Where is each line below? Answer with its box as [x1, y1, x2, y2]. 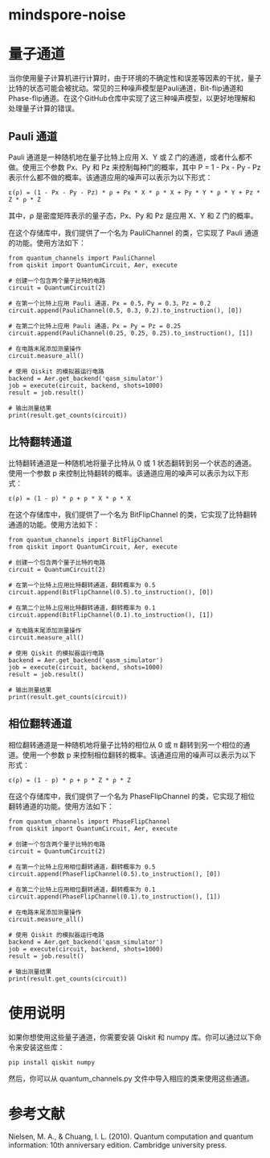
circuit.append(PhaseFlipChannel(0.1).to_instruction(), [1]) [8, 893, 221, 901]
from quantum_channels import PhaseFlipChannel [8, 817, 171, 826]
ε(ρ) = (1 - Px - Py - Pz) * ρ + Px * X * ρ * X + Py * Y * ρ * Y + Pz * [8, 188, 261, 197]
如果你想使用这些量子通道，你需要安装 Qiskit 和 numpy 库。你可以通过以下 [8, 1032, 255, 1042]
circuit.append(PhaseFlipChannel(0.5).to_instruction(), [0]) [8, 869, 221, 878]
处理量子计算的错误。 [8, 103, 79, 114]
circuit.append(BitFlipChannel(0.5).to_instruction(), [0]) [8, 588, 215, 596]
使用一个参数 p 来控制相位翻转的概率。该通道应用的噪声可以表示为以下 [22, 750, 256, 760]
